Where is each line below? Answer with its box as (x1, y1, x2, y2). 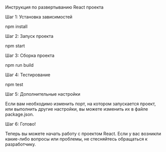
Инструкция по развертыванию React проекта (5, 4, 104, 10)
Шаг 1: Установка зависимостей (5, 14, 73, 19)
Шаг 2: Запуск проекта (5, 33, 54, 39)
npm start (5, 43, 25, 49)
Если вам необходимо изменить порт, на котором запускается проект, (5, 101, 156, 107)
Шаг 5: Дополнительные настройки (5, 91, 81, 97)
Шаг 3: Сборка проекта (5, 52, 55, 58)
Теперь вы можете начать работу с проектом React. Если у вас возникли (5, 131, 162, 137)
